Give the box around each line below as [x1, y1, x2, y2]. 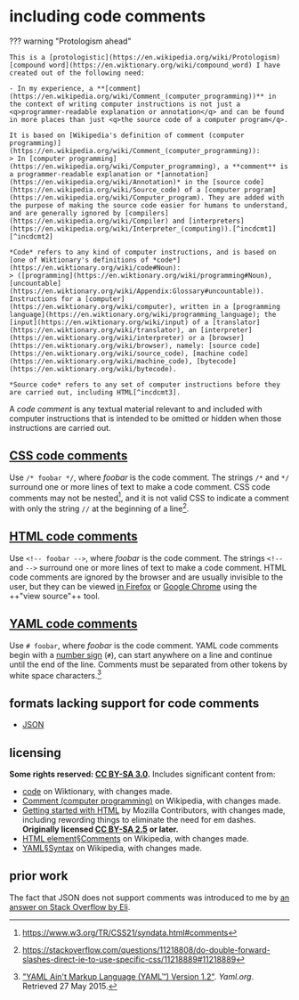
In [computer [17, 154, 66, 163]
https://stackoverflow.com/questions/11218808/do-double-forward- [21, 944, 271, 955]
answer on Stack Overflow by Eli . [9, 901, 131, 912]
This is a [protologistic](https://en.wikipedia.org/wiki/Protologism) [9, 53, 280, 61]
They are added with [207, 193, 285, 202]
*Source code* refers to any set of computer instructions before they [9, 380, 280, 389]
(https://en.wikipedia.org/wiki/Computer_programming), [9, 162, 221, 171]
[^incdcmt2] [9, 232, 53, 241]
